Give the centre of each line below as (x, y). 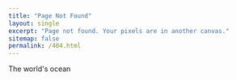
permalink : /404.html (45, 46)
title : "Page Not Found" (50, 16)
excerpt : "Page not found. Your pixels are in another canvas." (119, 31)
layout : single (34, 23)
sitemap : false (34, 38)
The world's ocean (40, 69)
